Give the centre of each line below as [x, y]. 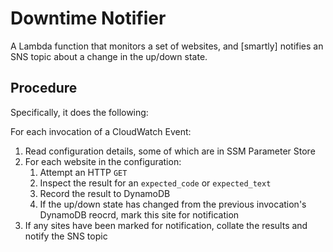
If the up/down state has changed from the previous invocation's [173, 204]
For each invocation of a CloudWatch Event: [101, 131]
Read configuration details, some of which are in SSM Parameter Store [170, 151]
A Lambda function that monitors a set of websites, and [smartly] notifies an [167, 46]
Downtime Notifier [88, 18]
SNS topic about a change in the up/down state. [109, 56]
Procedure [44, 88]
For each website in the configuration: [103, 161]
